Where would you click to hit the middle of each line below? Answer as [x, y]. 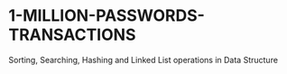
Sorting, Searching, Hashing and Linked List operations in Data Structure [143, 60]
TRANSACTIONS [72, 35]
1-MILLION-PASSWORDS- [106, 16]
